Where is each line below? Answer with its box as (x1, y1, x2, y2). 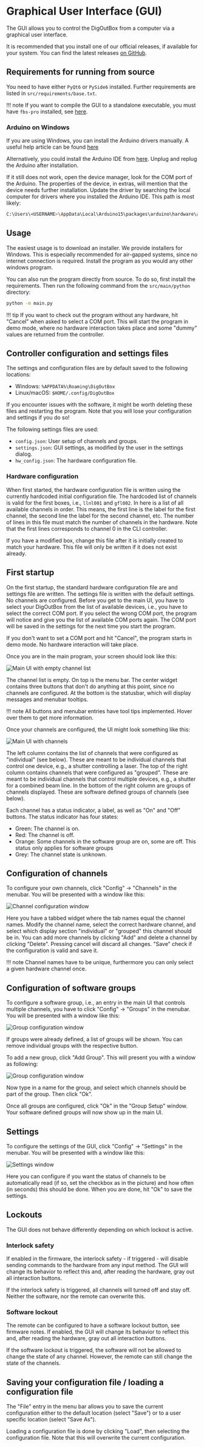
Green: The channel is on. (15, 825, 80, 832)
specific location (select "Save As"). (6, 1416, 97, 1423)
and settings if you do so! (6, 414, 70, 421)
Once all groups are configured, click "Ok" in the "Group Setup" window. (6, 1102, 188, 1110)
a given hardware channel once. (6, 965, 87, 973)
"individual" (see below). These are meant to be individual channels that (6, 756, 186, 763)
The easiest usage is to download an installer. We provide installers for (6, 244, 183, 251)
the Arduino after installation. (6, 162, 79, 169)
